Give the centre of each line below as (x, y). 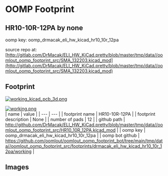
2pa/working (18, 151)
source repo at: (21, 50)
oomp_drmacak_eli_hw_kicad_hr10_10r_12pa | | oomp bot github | (72, 135)
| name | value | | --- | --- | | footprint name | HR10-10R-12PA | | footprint (80, 114)
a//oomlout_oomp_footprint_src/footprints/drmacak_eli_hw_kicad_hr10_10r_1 (84, 146)
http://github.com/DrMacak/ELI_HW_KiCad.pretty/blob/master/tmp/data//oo (84, 125)
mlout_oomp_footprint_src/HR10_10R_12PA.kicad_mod (61, 130)
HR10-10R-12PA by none (44, 28)
